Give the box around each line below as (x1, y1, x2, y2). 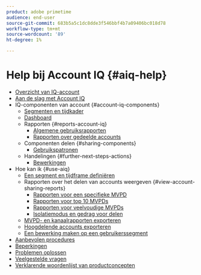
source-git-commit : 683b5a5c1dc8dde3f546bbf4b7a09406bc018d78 (6, 20, 166, 26)
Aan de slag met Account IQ (14, 94, 85, 102)
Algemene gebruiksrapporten (33, 126, 107, 134)
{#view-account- (153, 178, 195, 185)
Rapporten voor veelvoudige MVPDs (33, 204, 124, 211)
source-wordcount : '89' (6, 31, 66, 37)
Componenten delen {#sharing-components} (24, 140, 137, 147)
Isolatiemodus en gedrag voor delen (33, 210, 123, 218)
